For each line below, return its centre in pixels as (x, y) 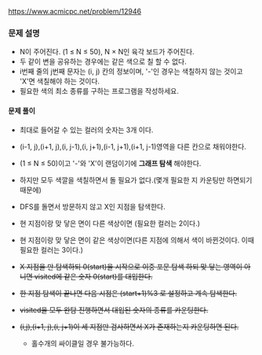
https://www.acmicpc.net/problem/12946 (75, 11)
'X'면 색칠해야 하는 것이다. (60, 81)
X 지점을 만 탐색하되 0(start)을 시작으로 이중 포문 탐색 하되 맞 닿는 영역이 (131, 266)
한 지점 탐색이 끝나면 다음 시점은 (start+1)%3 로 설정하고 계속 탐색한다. (128, 293)
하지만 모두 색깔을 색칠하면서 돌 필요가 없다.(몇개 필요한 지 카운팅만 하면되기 (136, 179)
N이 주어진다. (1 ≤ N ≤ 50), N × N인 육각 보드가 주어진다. (107, 52)
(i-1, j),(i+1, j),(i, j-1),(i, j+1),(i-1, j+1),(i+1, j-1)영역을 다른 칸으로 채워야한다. (133, 146)
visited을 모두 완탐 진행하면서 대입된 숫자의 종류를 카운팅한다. (114, 309)
